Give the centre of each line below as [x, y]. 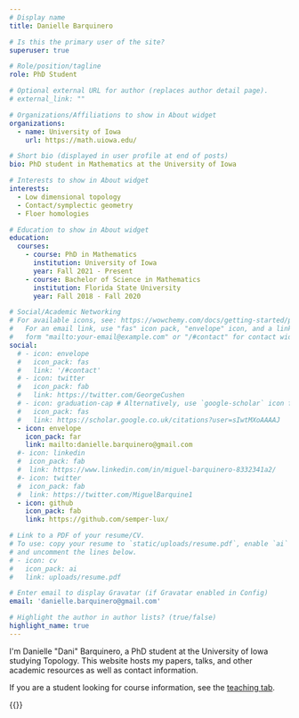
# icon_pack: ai [43, 569]
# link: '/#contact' [59, 370]
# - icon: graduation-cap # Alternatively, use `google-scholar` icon [151, 403]
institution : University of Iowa [95, 263]
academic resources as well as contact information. [104, 670]
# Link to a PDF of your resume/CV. [77, 536]
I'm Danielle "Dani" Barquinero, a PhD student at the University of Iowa [139, 651]
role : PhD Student [43, 75]
